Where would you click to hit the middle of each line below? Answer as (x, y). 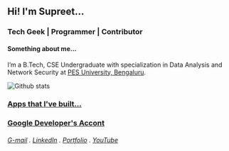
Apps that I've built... (44, 104)
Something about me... (42, 48)
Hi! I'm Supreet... (46, 12)
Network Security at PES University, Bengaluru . (77, 72)
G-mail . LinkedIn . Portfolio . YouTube (63, 140)
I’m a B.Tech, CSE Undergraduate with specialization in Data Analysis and (115, 65)
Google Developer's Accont (56, 123)
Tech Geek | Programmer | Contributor (75, 32)
